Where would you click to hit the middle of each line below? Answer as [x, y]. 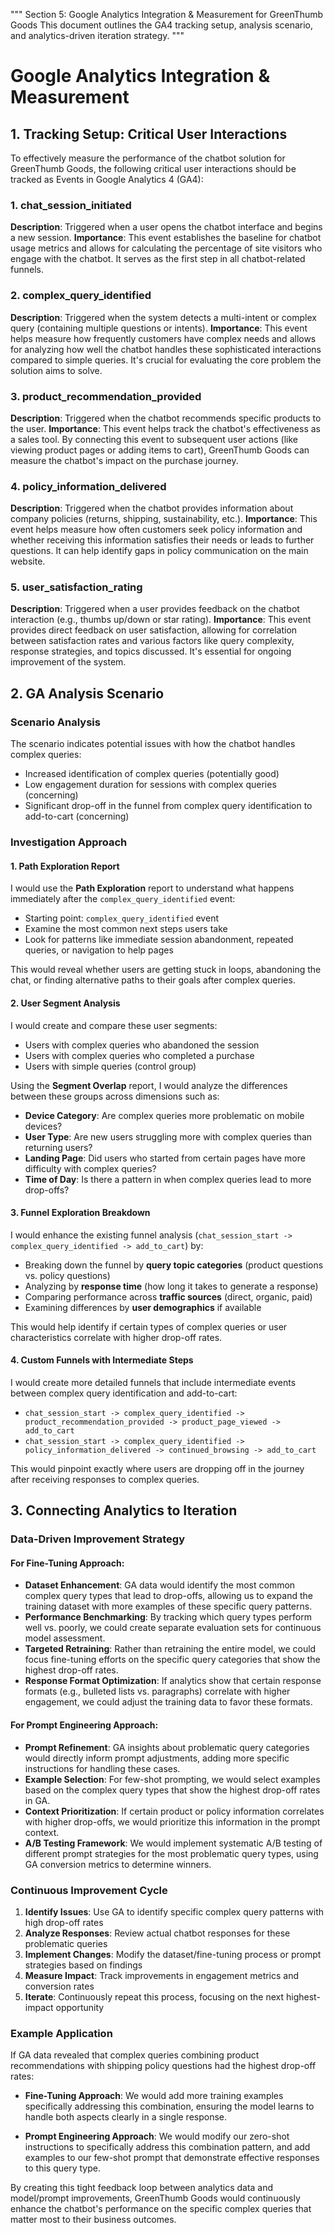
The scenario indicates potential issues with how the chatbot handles [153, 744]
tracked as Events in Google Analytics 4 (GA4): [107, 179]
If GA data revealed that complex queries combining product [135, 2055]
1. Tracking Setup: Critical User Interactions [149, 134]
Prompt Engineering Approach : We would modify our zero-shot [157, 2136]
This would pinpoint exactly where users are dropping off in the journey [157, 1468]
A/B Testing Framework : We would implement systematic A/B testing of [173, 1843]
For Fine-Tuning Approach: [67, 1563]
